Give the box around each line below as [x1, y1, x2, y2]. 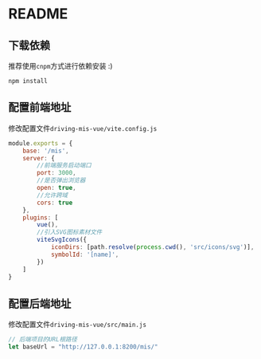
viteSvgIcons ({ [37, 236, 88, 244]
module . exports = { [8, 139, 73, 148]
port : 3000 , [37, 169, 77, 177]
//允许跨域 [37, 191, 68, 199]
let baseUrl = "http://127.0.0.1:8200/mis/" [8, 343, 158, 351]
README [8, 5, 68, 23]
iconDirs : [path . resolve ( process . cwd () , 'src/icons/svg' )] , [50, 243, 255, 251]
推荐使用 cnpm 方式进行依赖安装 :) [8, 61, 113, 70]
